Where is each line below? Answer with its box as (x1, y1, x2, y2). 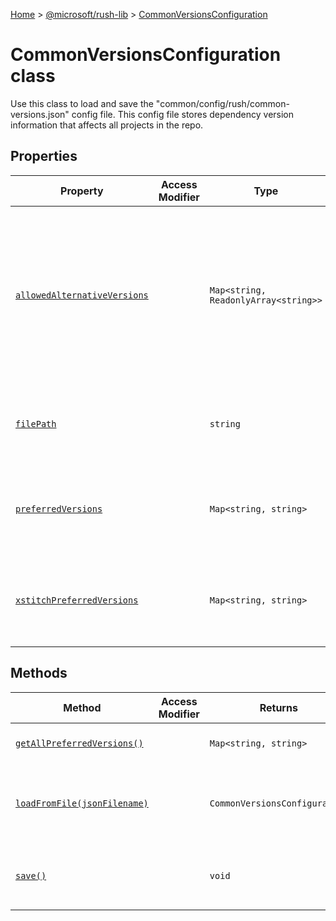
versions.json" (10, 108, 70, 120)
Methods (10, 665, 68, 682)
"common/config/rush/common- (155, 97, 290, 109)
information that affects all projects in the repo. (10, 119, 204, 131)
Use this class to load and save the (10, 97, 154, 109)
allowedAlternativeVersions (15, 289, 149, 301)
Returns (259, 700, 298, 714)
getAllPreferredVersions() (15, 737, 144, 749)
